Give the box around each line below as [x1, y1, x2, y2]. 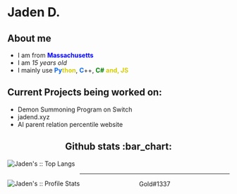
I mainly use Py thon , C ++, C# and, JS [17, 66, 129, 74]
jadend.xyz [17, 112, 50, 121]
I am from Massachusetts [17, 51, 94, 59]
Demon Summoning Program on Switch [17, 105, 133, 114]
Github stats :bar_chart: [64, 140, 173, 152]
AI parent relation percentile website [17, 120, 123, 128]
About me [7, 32, 51, 44]
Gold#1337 [138, 179, 171, 188]
